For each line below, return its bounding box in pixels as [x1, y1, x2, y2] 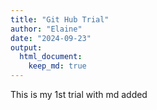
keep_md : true [28, 61, 87, 71]
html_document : [19, 52, 83, 62]
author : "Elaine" [10, 24, 83, 34]
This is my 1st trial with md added [10, 89, 148, 100]
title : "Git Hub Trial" [10, 14, 110, 25]
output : [10, 42, 43, 53]
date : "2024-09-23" [10, 33, 92, 43]
